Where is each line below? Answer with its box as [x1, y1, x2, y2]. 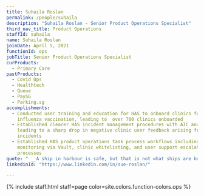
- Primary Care [12, 65, 50, 72]
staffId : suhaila [6, 32, 50, 38]
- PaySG [12, 93, 32, 100]
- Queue [12, 88, 32, 94]
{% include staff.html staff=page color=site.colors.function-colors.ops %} [6, 183, 191, 191]
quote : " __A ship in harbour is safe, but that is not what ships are [6, 155, 191, 161]
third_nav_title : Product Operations [6, 25, 102, 32]
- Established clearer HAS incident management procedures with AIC [12, 122, 189, 128]
